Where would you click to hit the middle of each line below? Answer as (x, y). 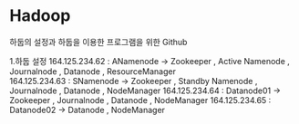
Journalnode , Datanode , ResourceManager (93, 71)
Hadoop (40, 16)
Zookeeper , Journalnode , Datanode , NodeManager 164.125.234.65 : (140, 100)
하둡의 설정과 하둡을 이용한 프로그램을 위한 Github (98, 42)
